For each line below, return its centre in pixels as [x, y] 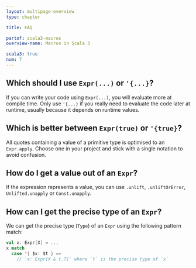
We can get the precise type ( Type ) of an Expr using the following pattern [94, 226]
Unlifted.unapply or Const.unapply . [49, 193]
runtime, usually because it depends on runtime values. [73, 109]
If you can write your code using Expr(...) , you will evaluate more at [89, 97]
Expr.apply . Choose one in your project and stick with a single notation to [94, 148]
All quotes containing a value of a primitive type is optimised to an [85, 142]
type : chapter [23, 17]
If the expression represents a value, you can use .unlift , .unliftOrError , [96, 187]
